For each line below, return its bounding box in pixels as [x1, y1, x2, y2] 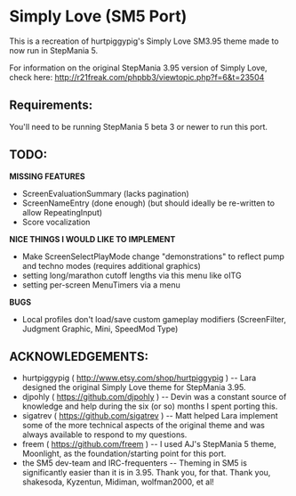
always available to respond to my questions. [21, 429, 188, 440]
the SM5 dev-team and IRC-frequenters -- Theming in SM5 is [21, 458, 247, 468]
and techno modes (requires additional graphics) [21, 260, 202, 271]
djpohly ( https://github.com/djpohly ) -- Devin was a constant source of [21, 392, 287, 402]
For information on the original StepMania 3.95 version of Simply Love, [9, 62, 268, 73]
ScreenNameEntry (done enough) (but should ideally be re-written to [21, 198, 276, 208]
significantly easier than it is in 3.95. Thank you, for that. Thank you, [21, 468, 271, 478]
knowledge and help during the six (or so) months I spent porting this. [21, 401, 278, 411]
